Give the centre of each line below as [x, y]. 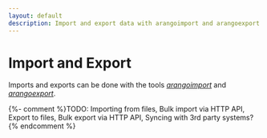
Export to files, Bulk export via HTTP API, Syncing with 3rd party [114, 118]
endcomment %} [48, 126]
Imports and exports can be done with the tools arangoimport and [117, 85]
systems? [238, 118]
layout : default [35, 16]
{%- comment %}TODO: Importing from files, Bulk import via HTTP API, [127, 109]
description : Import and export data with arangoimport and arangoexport [134, 23]
